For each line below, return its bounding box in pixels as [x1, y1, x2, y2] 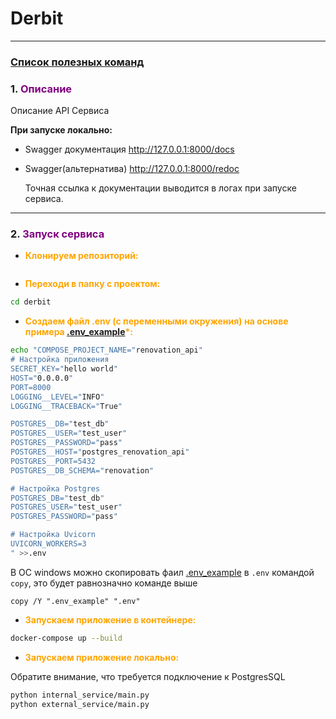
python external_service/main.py [10, 699, 150, 709]
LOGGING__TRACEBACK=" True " [10, 401, 123, 411]
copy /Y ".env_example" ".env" [10, 596, 141, 606]
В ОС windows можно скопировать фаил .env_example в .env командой [10, 566, 315, 578]
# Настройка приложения [10, 355, 110, 365]
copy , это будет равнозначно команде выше [10, 577, 198, 589]
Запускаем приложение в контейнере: [24, 613, 197, 626]
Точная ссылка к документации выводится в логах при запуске [24, 182, 297, 194]
